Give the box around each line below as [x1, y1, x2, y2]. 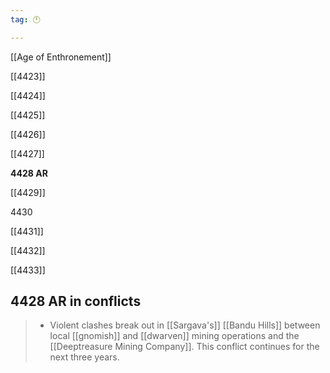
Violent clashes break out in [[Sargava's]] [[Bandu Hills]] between [49, 319, 321, 331]
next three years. [49, 351, 120, 363]
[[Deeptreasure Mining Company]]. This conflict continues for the [49, 341, 320, 353]
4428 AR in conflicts [10, 293, 142, 310]
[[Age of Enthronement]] [10, 51, 112, 63]
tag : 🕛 [10, 14, 41, 25]
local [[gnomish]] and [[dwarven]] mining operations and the [49, 330, 300, 342]
